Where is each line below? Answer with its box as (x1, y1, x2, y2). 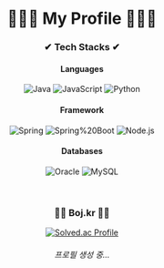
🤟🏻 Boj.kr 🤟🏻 (54, 206, 110, 219)
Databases (60, 146, 104, 157)
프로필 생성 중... (54, 249, 110, 260)
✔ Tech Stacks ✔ (44, 41, 120, 54)
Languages (60, 63, 104, 74)
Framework (59, 104, 105, 115)
